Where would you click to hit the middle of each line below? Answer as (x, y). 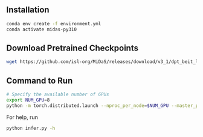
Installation (28, 10)
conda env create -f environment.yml (54, 23)
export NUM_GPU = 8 (28, 100)
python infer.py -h (31, 128)
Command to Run (40, 81)
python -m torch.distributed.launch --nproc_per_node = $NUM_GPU (88, 105)
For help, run (22, 117)
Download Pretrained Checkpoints (72, 48)
